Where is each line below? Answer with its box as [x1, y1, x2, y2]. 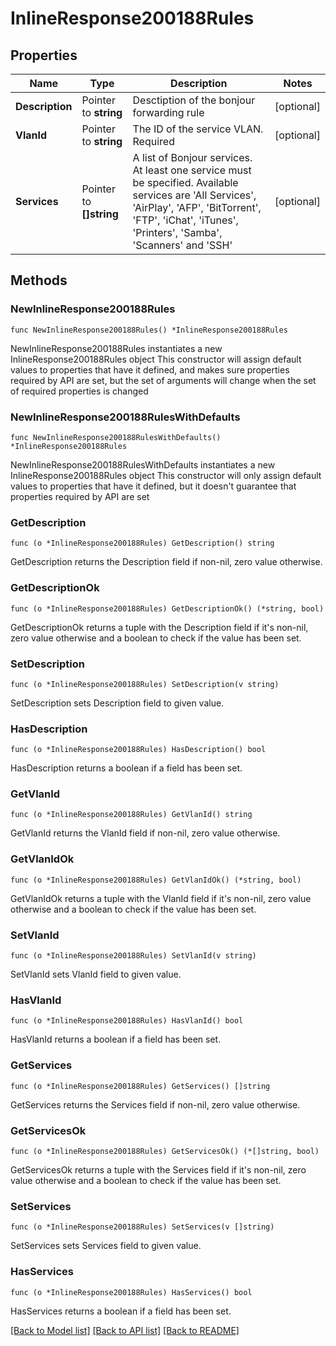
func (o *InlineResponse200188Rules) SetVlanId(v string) [10, 951, 257, 961]
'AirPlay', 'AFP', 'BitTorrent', [132, 201, 262, 214]
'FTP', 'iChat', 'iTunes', [132, 213, 239, 227]
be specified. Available [132, 176, 239, 189]
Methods [10, 272, 68, 289]
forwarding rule [132, 106, 205, 119]
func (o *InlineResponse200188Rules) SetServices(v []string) [10, 1222, 275, 1232]
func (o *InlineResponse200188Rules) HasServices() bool [10, 1287, 253, 1297]
